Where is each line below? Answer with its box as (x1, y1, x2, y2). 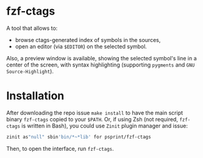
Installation (6, 89, 65, 103)
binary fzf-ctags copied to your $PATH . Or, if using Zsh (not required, (6, 115, 179, 123)
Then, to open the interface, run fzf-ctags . (6, 145, 114, 152)
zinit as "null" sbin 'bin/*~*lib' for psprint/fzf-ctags (6, 134, 151, 140)
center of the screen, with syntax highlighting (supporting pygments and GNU (6, 61, 195, 68)
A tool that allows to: (6, 24, 58, 32)
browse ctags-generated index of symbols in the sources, (15, 36, 161, 43)
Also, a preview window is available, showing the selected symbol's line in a (6, 54, 197, 62)
